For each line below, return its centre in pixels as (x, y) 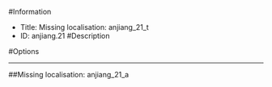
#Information (30, 12)
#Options (24, 51)
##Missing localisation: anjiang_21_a (69, 75)
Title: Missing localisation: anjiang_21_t (84, 27)
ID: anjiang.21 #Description (65, 36)
